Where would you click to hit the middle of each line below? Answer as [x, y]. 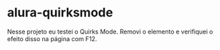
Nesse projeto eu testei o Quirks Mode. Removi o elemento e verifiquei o [110, 32]
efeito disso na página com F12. [52, 38]
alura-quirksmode [60, 13]
